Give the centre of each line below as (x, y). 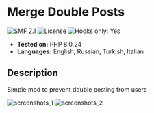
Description (33, 73)
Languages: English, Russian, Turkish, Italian (80, 51)
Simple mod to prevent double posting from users (77, 89)
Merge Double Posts (66, 12)
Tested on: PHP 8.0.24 (49, 44)
